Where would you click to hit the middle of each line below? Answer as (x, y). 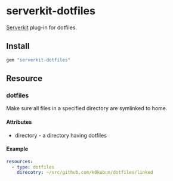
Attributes (19, 122)
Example (17, 149)
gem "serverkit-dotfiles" (38, 60)
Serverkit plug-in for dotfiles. (42, 27)
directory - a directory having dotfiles (61, 135)
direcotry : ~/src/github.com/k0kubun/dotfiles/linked (85, 173)
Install (18, 46)
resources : (20, 161)
